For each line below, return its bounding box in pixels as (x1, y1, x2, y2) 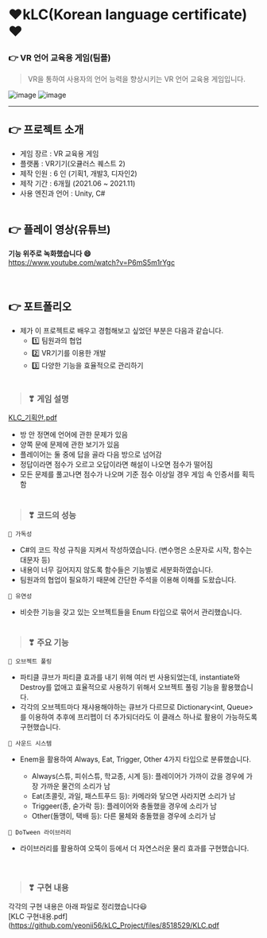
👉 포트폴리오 (8, 300, 72, 313)
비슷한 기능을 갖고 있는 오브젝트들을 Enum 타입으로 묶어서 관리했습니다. (19, 607, 242, 617)
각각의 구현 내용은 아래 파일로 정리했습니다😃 (8, 901, 148, 912)
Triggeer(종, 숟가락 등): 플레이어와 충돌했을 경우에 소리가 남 (31, 801, 217, 811)
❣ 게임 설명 (27, 393, 69, 404)
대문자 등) (19, 555, 51, 564)
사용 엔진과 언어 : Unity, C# (19, 189, 106, 198)
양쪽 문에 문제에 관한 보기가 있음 (19, 440, 120, 450)
